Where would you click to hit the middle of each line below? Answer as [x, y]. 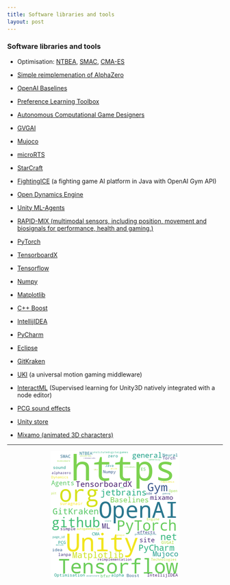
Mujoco [28, 141]
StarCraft [30, 167]
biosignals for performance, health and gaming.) [85, 228]
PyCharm [30, 334]
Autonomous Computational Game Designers [81, 115]
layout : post [26, 22]
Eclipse [27, 348]
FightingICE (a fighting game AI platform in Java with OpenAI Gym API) [117, 181]
